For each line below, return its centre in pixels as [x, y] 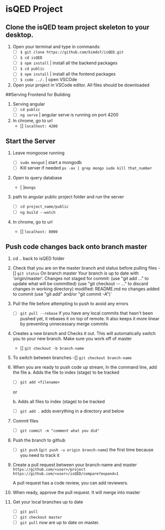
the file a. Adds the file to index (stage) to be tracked [66, 372]
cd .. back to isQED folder [39, 258]
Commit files [26, 420]
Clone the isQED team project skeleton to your [78, 27]
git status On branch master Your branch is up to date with [78, 273]
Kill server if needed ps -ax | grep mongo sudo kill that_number [86, 168]
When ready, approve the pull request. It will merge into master [76, 492]
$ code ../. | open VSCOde [49, 80]
